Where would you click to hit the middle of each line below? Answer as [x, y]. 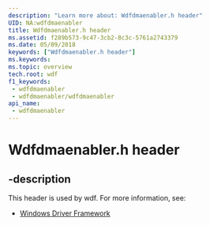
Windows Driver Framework [65, 213]
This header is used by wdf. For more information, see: [97, 198]
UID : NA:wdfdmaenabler [45, 23]
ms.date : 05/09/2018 [42, 45]
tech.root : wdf [33, 74]
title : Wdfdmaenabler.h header [60, 30]
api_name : [24, 103]
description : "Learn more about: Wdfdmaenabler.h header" [105, 15]
